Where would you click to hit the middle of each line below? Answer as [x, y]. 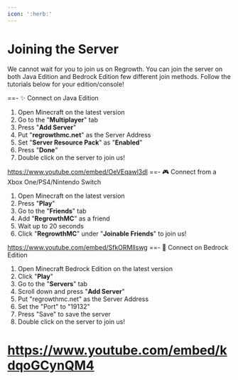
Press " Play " [36, 203]
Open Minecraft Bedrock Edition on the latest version [95, 268]
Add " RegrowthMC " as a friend [64, 218]
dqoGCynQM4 [51, 365]
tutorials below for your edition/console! [66, 84]
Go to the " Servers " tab [52, 284]
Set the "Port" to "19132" [54, 306]
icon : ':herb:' [30, 14]
